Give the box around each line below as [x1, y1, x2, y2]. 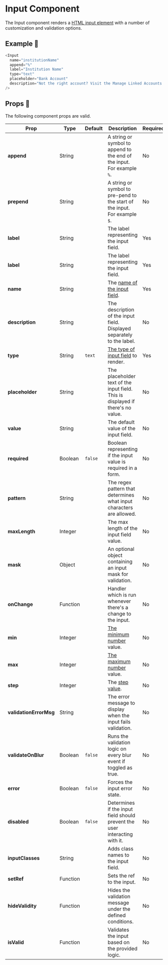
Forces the [107, 779, 133, 786]
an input [107, 564, 127, 571]
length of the [107, 525, 138, 532]
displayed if [107, 398, 135, 405]
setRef [7, 875, 24, 882]
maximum [107, 658, 131, 665]
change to [107, 610, 131, 617]
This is [107, 392, 123, 399]
